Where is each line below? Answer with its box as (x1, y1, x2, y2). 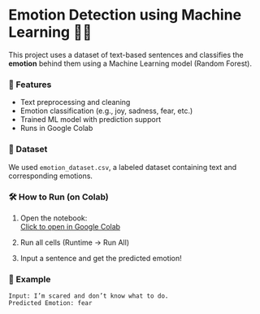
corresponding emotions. (8, 171, 93, 181)
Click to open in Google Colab (19, 221, 120, 231)
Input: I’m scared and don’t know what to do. (8, 292, 169, 300)
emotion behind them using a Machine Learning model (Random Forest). (8, 59, 252, 68)
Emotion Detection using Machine (8, 6, 242, 24)
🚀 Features (8, 79, 52, 90)
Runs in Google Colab (19, 124, 93, 133)
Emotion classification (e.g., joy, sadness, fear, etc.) (19, 106, 193, 116)
